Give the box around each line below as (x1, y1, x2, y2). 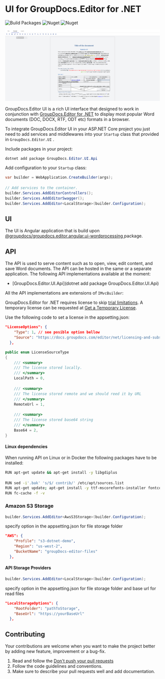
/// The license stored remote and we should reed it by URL (14, 391, 141, 396)
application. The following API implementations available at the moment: (5, 271, 151, 277)
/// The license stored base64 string (14, 417, 93, 422)
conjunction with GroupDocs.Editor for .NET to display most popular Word (5, 111, 155, 117)
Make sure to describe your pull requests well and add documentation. (12, 669, 156, 675)
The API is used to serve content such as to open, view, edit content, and (5, 261, 153, 266)
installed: (5, 460, 24, 466)
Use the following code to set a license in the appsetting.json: (5, 314, 130, 320)
